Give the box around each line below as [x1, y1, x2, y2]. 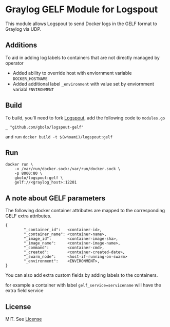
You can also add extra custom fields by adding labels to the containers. [5, 272, 158, 278]
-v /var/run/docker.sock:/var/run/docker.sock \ [14, 167, 121, 172]
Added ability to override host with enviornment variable [12, 70, 132, 76]
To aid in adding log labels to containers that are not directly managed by [5, 54, 160, 60]
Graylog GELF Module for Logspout [5, 4, 158, 15]
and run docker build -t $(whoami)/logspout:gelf [5, 133, 113, 139]
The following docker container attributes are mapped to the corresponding [5, 208, 165, 214]
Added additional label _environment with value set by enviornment [12, 80, 154, 87]
